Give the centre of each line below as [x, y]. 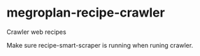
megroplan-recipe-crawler [86, 13]
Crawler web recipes [37, 32]
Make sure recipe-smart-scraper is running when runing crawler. [100, 45]
